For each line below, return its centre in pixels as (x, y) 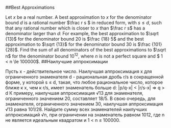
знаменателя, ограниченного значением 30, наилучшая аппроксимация (84, 104)
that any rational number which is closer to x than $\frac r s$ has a (75, 28)
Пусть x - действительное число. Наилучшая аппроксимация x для (79, 71)
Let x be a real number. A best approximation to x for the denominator (79, 17)
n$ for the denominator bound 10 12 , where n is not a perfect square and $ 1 (84, 56)
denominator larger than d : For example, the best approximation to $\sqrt (82, 33)
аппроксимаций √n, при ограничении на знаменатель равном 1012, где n (85, 115)
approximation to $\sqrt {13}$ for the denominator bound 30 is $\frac (78, 44)
